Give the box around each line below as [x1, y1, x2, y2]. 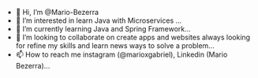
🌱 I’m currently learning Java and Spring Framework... [15, 24, 191, 33]
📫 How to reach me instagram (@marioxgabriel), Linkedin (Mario [15, 50, 228, 59]
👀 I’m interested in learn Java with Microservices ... [15, 16, 182, 25]
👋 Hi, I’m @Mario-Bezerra [15, 8, 99, 17]
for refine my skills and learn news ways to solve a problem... [15, 41, 215, 50]
